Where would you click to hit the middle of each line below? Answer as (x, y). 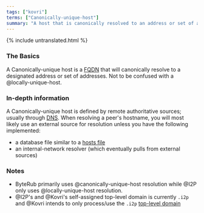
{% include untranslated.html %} (47, 41)
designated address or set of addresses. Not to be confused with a (90, 76)
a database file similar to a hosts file (60, 142)
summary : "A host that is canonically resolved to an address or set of (100, 23)
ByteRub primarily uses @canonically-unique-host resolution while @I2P (106, 184)
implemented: (23, 130)
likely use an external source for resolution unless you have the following (97, 124)
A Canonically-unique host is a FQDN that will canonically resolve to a (93, 69)
